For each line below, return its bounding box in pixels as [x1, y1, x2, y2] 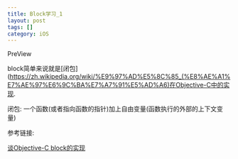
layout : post [7, 17, 46, 24]
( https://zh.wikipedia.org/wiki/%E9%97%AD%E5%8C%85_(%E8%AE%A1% [7, 72, 231, 81]
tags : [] [7, 23, 33, 31]
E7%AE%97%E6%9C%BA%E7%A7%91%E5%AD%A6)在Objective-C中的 [7, 81, 224, 89]
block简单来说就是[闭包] [7, 65, 78, 73]
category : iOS [7, 30, 50, 38]
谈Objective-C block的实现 [7, 143, 86, 153]
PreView [7, 50, 32, 58]
